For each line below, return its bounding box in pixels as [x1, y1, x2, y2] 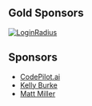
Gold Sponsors [8, 6, 84, 20]
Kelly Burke [19, 80, 58, 90]
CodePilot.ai [19, 72, 61, 81]
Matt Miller [19, 88, 56, 98]
